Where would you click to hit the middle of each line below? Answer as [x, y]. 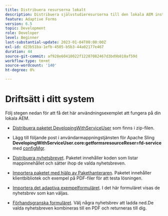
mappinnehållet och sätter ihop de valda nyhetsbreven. [69, 163]
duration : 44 [19, 51]
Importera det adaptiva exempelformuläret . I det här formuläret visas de [86, 188]
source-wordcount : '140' [31, 65]
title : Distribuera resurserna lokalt [45, 10]
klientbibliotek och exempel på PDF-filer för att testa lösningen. [77, 178]
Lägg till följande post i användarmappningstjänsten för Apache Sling [83, 137]
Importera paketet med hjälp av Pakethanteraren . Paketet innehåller [82, 173]
